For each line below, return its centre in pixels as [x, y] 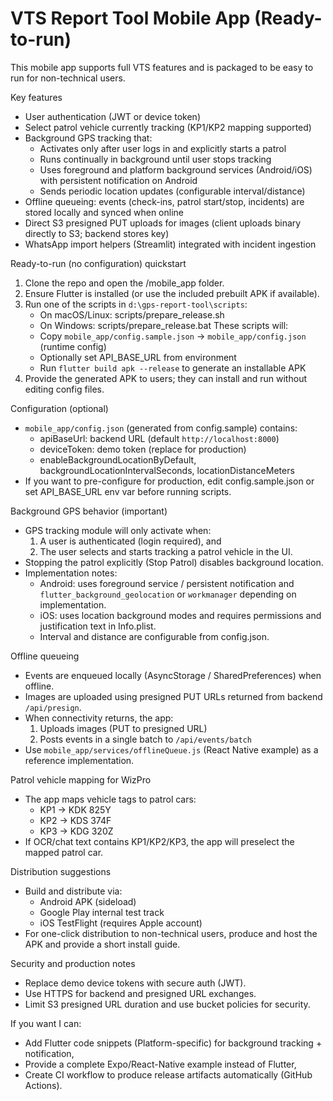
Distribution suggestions [61, 871]
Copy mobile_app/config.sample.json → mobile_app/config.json [173, 336]
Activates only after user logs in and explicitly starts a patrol [163, 148]
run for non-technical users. [68, 78]
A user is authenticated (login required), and [130, 541]
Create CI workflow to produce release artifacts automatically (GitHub [168, 1074]
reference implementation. [79, 760]
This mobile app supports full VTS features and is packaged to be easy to [162, 67]
